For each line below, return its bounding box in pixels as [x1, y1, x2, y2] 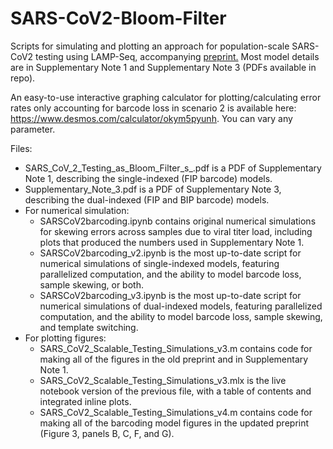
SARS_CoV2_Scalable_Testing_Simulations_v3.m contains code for [39, 342, 313, 354]
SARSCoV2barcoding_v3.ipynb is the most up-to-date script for [39, 289, 302, 301]
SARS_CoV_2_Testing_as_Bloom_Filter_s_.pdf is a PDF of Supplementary [24, 162, 322, 174]
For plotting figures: [24, 332, 107, 344]
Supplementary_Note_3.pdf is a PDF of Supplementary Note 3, [24, 183, 282, 195]
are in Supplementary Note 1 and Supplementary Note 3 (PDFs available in [10, 61, 317, 73]
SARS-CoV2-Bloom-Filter [10, 7, 227, 30]
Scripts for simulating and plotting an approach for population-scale [10, 40, 290, 52]
